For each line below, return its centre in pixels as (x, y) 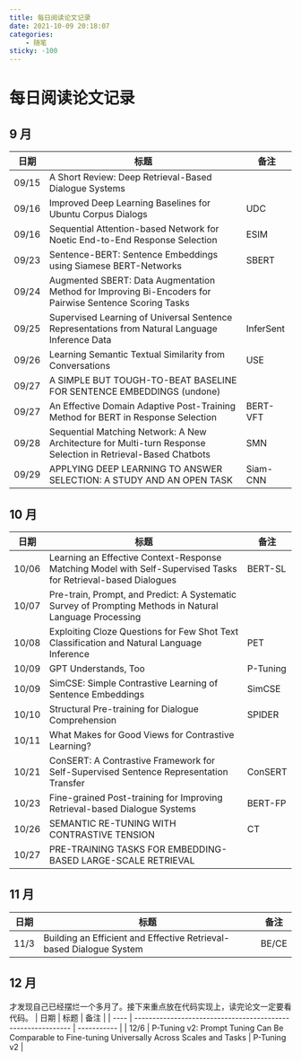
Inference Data (80, 340)
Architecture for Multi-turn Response (127, 443)
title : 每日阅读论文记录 (50, 18)
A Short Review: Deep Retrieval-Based (130, 178)
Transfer (67, 783)
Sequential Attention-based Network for (134, 229)
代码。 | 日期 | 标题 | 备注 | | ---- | (71, 1017)
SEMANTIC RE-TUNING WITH (112, 823)
